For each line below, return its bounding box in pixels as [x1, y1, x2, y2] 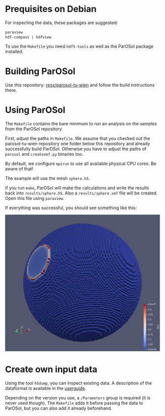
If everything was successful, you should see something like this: [5, 205, 137, 211]
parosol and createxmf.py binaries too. [5, 151, 83, 157]
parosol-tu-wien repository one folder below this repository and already [5, 140, 150, 146]
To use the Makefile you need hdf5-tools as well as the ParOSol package [5, 43, 154, 49]
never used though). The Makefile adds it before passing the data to [5, 400, 143, 406]
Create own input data [5, 363, 98, 375]
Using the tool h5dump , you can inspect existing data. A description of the [5, 380, 152, 386]
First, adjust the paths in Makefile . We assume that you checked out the [5, 135, 151, 141]
